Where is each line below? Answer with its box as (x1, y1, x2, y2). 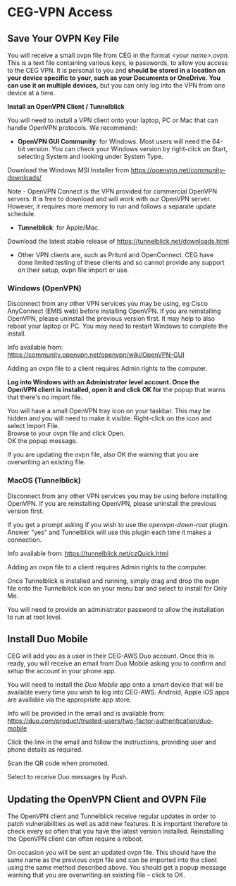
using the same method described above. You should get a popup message (7, 863, 227, 872)
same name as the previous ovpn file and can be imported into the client (7, 856, 217, 864)
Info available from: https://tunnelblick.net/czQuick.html (7, 549, 169, 557)
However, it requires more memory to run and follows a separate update (7, 202, 216, 211)
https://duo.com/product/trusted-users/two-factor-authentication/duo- (7, 716, 214, 725)
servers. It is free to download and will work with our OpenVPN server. (7, 195, 211, 203)
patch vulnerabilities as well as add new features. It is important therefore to (7, 820, 228, 828)
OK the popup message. (7, 437, 78, 445)
